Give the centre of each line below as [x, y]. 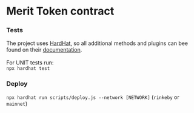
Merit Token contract [60, 11]
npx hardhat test [28, 69]
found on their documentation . [44, 50]
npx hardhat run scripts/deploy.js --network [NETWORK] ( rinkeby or [93, 97]
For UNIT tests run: [30, 63]
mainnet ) [17, 103]
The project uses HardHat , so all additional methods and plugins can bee [97, 43]
